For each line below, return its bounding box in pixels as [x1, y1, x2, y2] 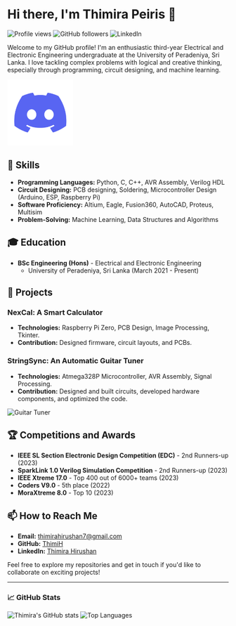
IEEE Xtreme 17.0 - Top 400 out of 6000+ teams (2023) [17, 474, 179, 482]
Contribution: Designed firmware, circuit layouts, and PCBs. [17, 339, 192, 347]
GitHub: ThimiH [17, 540, 63, 548]
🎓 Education [7, 237, 67, 249]
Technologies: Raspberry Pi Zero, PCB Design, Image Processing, [17, 323, 209, 332]
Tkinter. [17, 331, 40, 339]
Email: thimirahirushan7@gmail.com [17, 532, 123, 540]
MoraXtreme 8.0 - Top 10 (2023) [17, 488, 114, 497]
